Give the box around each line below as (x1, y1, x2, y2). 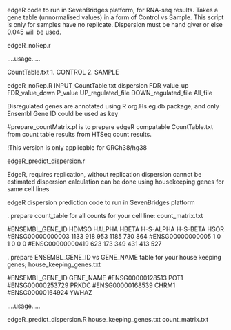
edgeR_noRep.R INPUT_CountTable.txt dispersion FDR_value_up (7, 81, 189, 89)
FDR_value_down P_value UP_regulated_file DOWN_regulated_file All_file (7, 89, 212, 97)
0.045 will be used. (7, 28, 61, 36)
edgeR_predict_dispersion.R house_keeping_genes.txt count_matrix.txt (7, 316, 209, 323)
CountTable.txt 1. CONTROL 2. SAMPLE (7, 68, 119, 76)
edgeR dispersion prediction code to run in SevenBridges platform (7, 198, 195, 206)
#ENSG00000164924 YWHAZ (7, 289, 92, 296)
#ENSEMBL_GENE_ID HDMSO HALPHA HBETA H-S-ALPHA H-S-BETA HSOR (7, 225, 225, 233)
